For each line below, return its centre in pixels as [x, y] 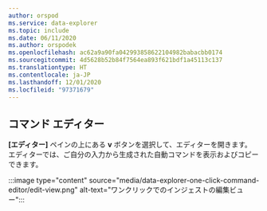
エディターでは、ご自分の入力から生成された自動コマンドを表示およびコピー [133, 154]
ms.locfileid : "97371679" [51, 90]
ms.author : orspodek [43, 45]
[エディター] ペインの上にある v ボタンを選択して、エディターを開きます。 [130, 145]
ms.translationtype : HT [48, 68]
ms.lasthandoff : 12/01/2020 [55, 82]
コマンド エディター [57, 124]
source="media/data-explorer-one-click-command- [174, 181]
